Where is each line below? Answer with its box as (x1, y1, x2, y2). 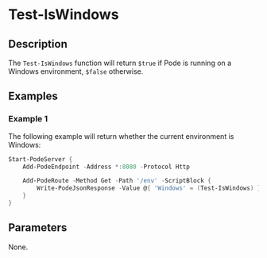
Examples (8, 90, 58, 103)
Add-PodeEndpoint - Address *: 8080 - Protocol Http (22, 163, 191, 171)
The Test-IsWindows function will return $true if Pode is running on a (8, 58, 232, 67)
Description (8, 37, 68, 51)
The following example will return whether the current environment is (8, 131, 234, 141)
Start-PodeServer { (8, 155, 73, 164)
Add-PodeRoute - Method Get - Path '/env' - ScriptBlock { (22, 177, 212, 185)
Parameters (8, 221, 68, 235)
